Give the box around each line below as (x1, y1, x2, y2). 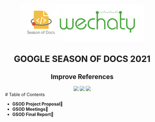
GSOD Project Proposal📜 (12, 101, 63, 107)
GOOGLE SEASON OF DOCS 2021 (14, 53, 151, 64)
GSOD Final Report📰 (12, 111, 54, 117)
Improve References (50, 73, 114, 81)
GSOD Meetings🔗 (12, 106, 48, 112)
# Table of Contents (5, 91, 45, 97)
